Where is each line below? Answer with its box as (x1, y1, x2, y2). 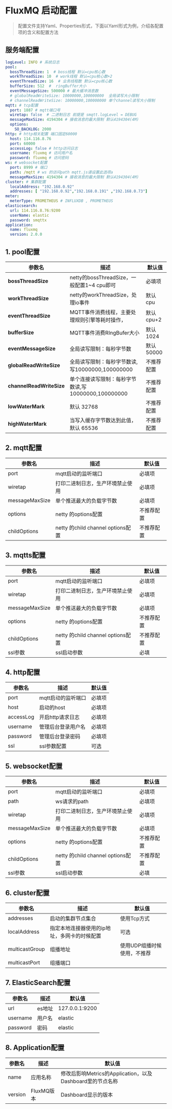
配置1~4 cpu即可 (75, 281, 116, 289)
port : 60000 (10, 141, 36, 146)
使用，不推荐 (120, 950, 151, 957)
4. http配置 (5, 667, 40, 677)
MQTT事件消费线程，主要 (70, 308, 132, 315)
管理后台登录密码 (39, 733, 80, 740)
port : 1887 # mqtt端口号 (10, 108, 60, 113)
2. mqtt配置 (5, 444, 42, 452)
